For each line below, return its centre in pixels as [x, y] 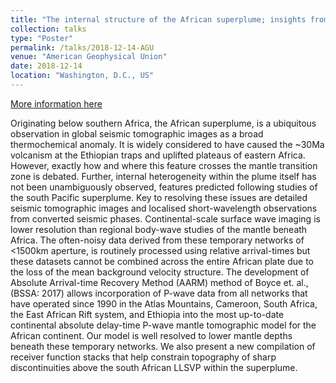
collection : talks [48, 29]
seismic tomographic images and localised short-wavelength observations [164, 208]
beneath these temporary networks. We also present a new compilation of [163, 346]
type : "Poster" [42, 38]
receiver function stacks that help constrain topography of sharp [143, 357]
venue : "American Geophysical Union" [89, 57]
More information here [56, 103]
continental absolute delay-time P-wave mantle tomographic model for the [163, 325]
